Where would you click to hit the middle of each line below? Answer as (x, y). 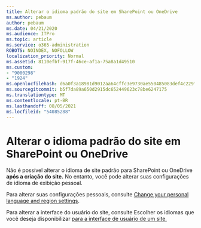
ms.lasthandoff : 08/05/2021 (41, 106)
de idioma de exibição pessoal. (44, 183)
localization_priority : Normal (45, 56)
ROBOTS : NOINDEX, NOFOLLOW (40, 51)
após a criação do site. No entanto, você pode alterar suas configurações (98, 177)
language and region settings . (43, 201)
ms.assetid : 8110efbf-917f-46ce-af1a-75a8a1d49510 (71, 61)
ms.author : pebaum (29, 17)
